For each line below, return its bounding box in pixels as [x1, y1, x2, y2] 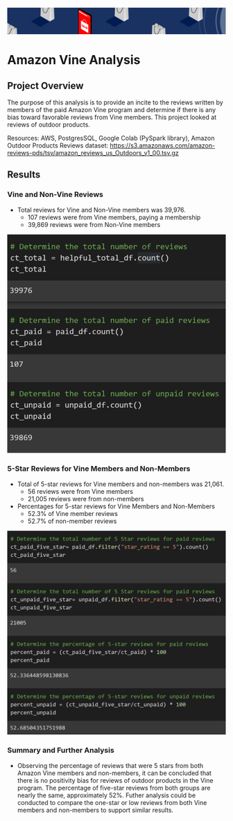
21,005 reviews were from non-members [27, 494, 144, 503]
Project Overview [7, 79, 84, 91]
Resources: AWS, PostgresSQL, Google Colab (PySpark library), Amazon [7, 134, 215, 143]
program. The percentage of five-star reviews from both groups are [17, 783, 211, 792]
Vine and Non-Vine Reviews [7, 189, 104, 199]
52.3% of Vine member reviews [27, 509, 118, 517]
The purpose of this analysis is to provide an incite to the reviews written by [7, 98, 223, 107]
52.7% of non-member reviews [27, 517, 117, 525]
